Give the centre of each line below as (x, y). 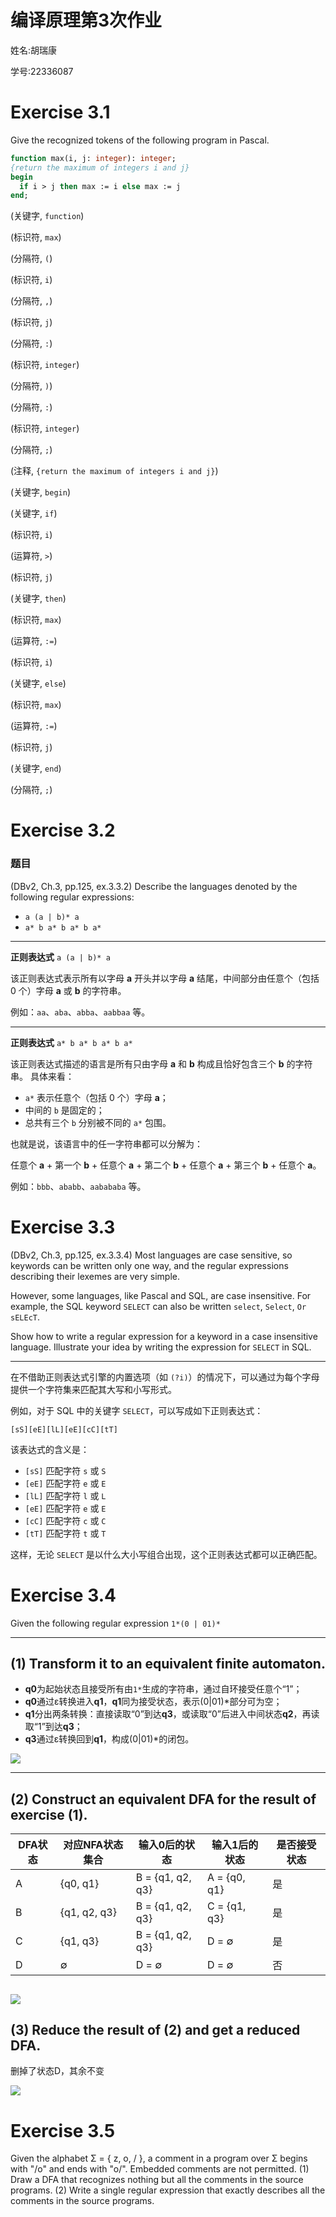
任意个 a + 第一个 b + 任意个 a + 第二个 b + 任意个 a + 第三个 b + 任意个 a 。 (166, 1165)
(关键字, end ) (36, 768)
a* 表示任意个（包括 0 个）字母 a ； (96, 1097)
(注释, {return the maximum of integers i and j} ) (114, 471)
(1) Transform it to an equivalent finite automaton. (168, 1664)
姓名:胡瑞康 (34, 50)
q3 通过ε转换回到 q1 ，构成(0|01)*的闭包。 (109, 1739)
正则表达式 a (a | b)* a (60, 957)
